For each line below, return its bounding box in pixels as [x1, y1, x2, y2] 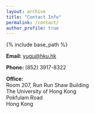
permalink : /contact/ [6, 19, 59, 25]
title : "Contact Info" [6, 14, 62, 20]
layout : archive [6, 8, 46, 15]
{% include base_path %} [6, 41, 68, 48]
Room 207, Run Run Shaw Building [6, 82, 89, 89]
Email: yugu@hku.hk [6, 52, 57, 59]
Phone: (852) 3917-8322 [6, 64, 66, 71]
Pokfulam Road [6, 94, 43, 101]
